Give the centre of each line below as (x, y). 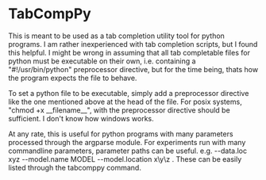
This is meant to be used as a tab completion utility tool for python (116, 36)
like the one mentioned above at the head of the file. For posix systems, (125, 101)
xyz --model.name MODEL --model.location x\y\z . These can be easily (125, 159)
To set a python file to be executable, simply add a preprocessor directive (129, 93)
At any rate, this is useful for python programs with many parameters (121, 134)
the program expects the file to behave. (73, 78)
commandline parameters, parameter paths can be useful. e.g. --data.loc (128, 151)
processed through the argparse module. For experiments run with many (127, 142)
